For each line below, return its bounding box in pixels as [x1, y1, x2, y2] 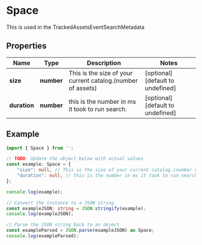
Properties [6, 41, 47, 51]
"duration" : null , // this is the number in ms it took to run [17, 172, 179, 179]
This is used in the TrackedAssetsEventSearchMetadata [6, 23, 145, 31]
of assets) [69, 83, 97, 92]
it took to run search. [69, 104, 127, 113]
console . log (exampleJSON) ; [6, 211, 74, 217]
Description [87, 58, 121, 67]
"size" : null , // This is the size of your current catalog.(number [17, 167, 192, 173]
